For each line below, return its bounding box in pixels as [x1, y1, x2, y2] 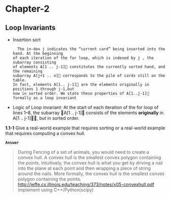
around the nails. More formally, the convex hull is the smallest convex [17, 171, 165, 177]
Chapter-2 [5, 3, 50, 15]
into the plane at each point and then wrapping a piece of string [17, 166, 151, 171]
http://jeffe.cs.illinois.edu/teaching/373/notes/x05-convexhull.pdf [17, 181, 155, 187]
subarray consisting [12, 60, 56, 65]
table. [12, 78, 27, 83]
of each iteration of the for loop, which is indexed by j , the [12, 55, 154, 60]
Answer [5, 140, 19, 145]
